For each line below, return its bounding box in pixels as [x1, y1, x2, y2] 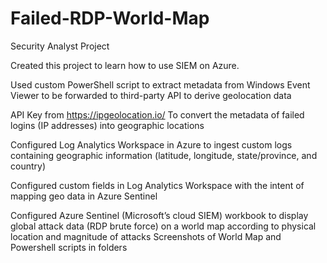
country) [10, 160, 46, 172]
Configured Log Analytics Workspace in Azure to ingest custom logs [10, 138, 293, 151]
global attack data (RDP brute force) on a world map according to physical [10, 220, 317, 232]
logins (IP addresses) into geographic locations [10, 119, 205, 131]
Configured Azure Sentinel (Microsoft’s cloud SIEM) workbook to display [10, 209, 309, 221]
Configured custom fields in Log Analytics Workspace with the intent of [10, 179, 305, 191]
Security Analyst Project [10, 40, 110, 52]
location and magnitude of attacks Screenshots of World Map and [10, 230, 282, 242]
